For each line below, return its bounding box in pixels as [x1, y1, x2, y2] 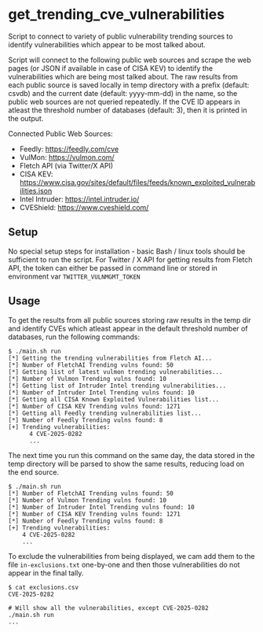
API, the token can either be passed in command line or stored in [8, 263, 218, 272]
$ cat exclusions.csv [8, 583, 79, 591]
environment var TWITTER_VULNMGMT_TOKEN [8, 272, 141, 281]
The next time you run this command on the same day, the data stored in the [8, 450, 255, 460]
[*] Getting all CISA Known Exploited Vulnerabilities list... [8, 395, 220, 403]
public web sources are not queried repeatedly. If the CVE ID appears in [8, 97, 241, 106]
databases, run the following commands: [8, 332, 140, 342]
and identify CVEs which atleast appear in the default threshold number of [8, 323, 249, 333]
